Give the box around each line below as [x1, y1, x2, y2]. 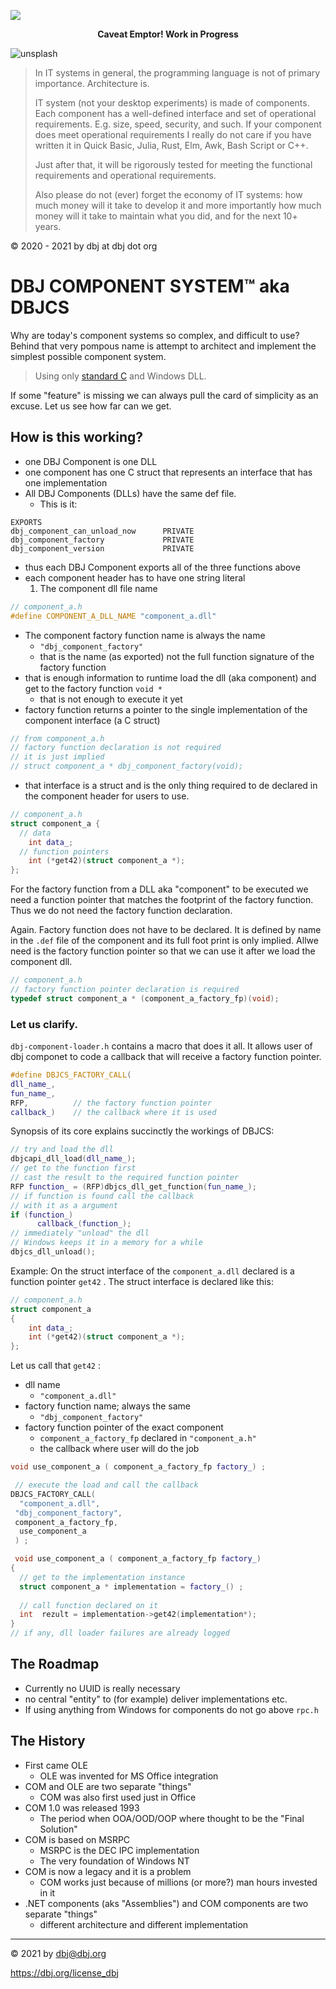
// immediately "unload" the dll [10, 1228, 150, 1239]
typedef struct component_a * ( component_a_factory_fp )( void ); [10, 993, 280, 1004]
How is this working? [10, 429, 144, 446]
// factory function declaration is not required [10, 743, 222, 753]
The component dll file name [39, 582, 158, 594]
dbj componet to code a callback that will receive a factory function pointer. [10, 1051, 322, 1063]
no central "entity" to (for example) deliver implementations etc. [24, 1693, 288, 1705]
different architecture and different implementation [39, 1918, 249, 1930]
